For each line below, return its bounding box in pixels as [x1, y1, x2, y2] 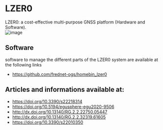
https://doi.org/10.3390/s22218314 [12, 98, 82, 104]
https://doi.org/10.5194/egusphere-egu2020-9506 [12, 104, 114, 109]
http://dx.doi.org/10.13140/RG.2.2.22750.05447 [12, 108, 108, 115]
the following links [5, 62, 42, 67]
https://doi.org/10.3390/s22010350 [12, 119, 83, 125]
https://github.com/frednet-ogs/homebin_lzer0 [12, 71, 107, 77]
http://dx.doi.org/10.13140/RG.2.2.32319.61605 [12, 114, 106, 120]
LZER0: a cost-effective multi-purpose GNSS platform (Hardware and [5, 19, 145, 25]
